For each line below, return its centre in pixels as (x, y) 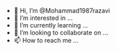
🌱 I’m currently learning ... (51, 25)
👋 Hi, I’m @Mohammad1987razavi (62, 11)
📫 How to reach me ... (46, 40)
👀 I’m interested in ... (43, 18)
